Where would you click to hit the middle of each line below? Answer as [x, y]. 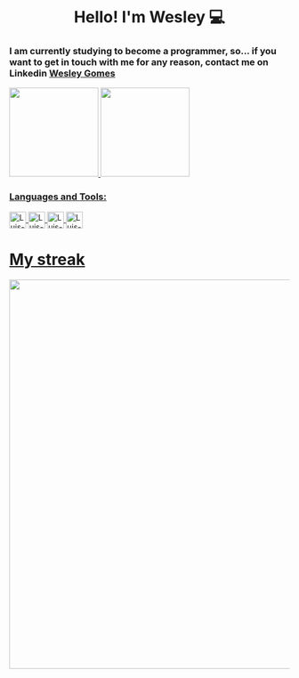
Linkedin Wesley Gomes [62, 74]
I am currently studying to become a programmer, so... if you [143, 52]
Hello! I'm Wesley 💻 [149, 17]
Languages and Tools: [58, 197]
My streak [47, 259]
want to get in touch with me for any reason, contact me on [139, 62]
